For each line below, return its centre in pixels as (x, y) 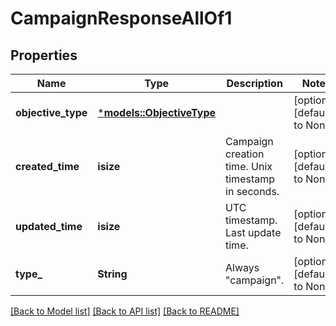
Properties (44, 55)
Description (254, 83)
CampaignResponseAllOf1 (121, 18)
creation (245, 154)
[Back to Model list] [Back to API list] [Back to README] (125, 311)
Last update (253, 232)
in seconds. (252, 191)
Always (242, 267)
